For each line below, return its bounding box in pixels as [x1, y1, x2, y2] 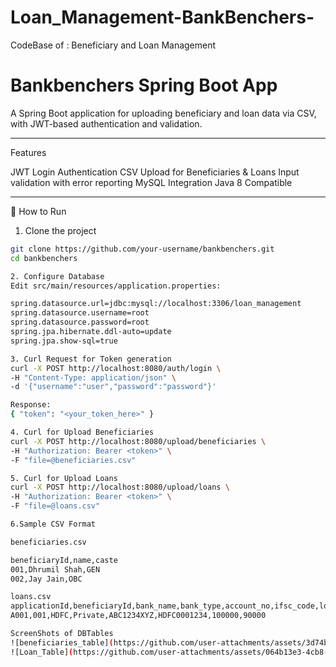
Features [10, 146, 47, 158]
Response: [10, 400, 52, 410]
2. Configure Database [10, 271, 105, 281]
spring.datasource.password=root [10, 317, 150, 328]
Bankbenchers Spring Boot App [10, 74, 278, 97]
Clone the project [24, 224, 97, 236]
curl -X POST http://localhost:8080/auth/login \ [10, 363, 222, 373]
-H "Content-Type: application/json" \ [10, 372, 177, 383]
